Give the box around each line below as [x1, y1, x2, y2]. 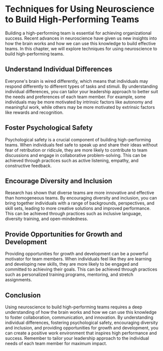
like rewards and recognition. [5, 109, 64, 115]
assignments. [5, 277, 32, 283]
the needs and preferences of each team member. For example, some [5, 94, 146, 100]
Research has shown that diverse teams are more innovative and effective [5, 190, 154, 196]
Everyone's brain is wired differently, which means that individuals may [5, 78, 148, 84]
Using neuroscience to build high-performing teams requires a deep [5, 304, 143, 310]
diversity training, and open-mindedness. [5, 216, 88, 222]
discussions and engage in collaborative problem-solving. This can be [5, 152, 147, 158]
